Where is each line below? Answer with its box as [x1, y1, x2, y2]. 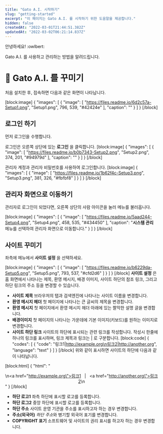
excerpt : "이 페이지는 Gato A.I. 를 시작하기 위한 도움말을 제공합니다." [5, 16, 136, 21]
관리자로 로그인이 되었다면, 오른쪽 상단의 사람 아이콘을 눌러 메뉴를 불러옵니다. [5, 204, 151, 210]
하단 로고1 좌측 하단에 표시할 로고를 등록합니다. [12, 394, 101, 400]
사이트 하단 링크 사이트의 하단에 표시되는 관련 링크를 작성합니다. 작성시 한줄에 [12, 329, 158, 335]
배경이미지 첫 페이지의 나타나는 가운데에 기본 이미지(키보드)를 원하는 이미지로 [12, 317, 158, 323]
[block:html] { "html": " [5, 363, 50, 369]
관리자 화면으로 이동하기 [5, 190, 73, 199]
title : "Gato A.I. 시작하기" [5, 7, 60, 12]
